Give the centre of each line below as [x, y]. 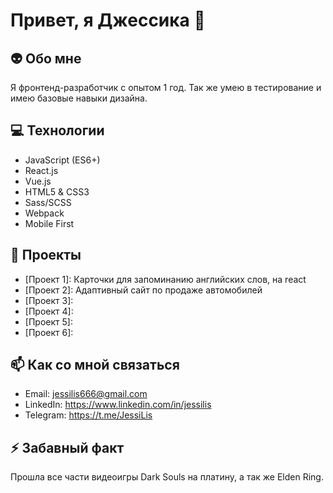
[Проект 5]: [48, 321]
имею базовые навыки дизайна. [79, 98]
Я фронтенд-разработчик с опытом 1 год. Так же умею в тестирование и [166, 87]
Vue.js [38, 181]
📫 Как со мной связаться [95, 365]
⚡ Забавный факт [67, 447]
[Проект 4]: [49, 311]
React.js [41, 170]
